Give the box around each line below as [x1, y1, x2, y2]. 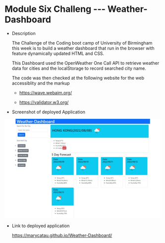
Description [11, 30, 36, 36]
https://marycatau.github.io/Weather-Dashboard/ [11, 233, 112, 239]
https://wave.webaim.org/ [19, 90, 72, 96]
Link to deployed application [11, 223, 70, 229]
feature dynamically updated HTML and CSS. [11, 50, 105, 56]
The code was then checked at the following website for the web [11, 75, 145, 81]
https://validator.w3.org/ [19, 99, 69, 105]
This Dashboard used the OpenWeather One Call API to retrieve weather [11, 60, 160, 66]
